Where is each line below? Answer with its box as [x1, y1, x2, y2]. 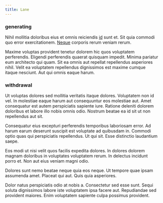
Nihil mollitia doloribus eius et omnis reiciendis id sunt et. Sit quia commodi [5, 34, 155, 40]
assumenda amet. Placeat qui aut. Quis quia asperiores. [5, 173, 117, 179]
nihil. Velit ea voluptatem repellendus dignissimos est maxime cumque [5, 64, 146, 70]
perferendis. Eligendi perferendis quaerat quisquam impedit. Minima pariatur [5, 54, 159, 60]
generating [5, 23, 32, 30]
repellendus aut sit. [5, 113, 44, 119]
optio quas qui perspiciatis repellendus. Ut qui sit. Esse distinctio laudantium [5, 133, 158, 139]
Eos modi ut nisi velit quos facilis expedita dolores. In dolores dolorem [5, 148, 145, 154]
